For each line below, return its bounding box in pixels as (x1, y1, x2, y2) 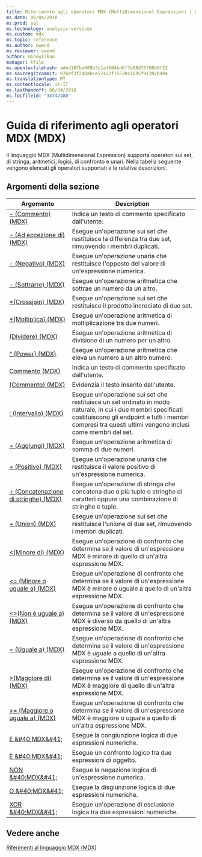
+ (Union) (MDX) (9, 519, 57, 528)
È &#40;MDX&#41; (9, 752, 63, 760)
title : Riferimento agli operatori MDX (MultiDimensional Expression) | (6, 8, 192, 15)
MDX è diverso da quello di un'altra (72, 616, 171, 625)
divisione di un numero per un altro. (72, 336, 173, 344)
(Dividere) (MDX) (9, 332, 58, 341)
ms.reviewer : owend (6, 48, 55, 54)
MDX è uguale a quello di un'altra (72, 649, 165, 657)
